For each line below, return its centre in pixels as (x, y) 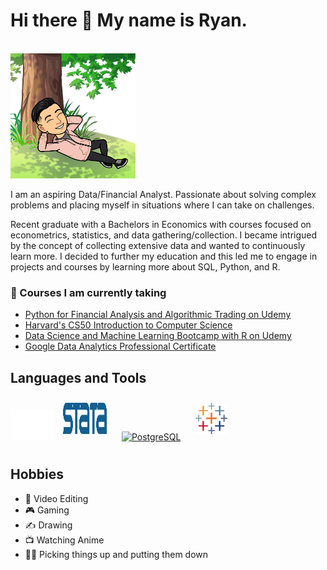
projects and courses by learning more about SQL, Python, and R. (145, 266)
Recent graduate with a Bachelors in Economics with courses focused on (161, 224)
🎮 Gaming (47, 510)
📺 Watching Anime (64, 540)
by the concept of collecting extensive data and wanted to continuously (158, 245)
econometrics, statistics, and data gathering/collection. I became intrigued (164, 235)
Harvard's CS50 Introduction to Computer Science (128, 325)
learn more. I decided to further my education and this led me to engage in (164, 256)
